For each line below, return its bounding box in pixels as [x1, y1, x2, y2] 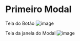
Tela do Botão [5, 20, 35, 26]
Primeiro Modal [5, 4, 72, 15]
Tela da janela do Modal [5, 30, 56, 36]
